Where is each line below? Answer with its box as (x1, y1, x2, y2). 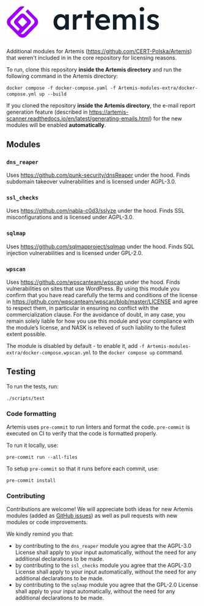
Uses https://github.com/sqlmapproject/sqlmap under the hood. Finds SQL (6, 243, 194, 250)
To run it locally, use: (6, 442, 59, 449)
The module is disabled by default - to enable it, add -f (6, 342, 145, 349)
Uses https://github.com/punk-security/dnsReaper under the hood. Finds (6, 171, 191, 179)
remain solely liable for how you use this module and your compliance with (6, 317, 194, 325)
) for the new (149, 115, 182, 122)
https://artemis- (89, 108, 129, 116)
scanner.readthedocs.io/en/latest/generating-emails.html (6, 115, 150, 122)
